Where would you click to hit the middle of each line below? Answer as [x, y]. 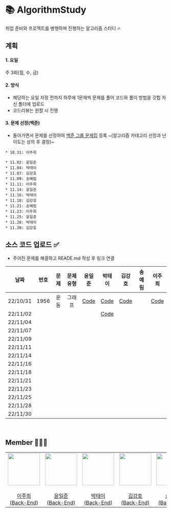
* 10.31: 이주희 [21, 152]
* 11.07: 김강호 [21, 173]
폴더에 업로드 [31, 104]
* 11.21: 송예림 [21, 206]
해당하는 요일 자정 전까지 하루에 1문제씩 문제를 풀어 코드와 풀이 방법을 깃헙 [87, 97]
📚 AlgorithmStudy [46, 10]
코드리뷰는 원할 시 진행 [35, 110]
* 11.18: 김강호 [21, 201]
